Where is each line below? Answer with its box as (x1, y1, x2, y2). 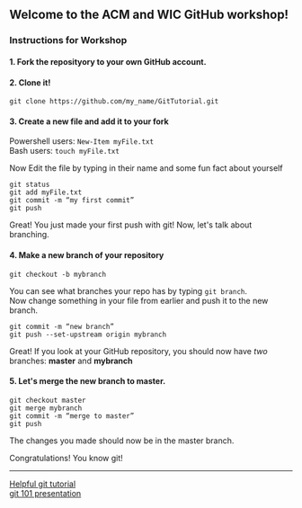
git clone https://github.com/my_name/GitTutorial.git (9, 97, 219, 106)
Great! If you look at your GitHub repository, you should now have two (9, 345, 268, 356)
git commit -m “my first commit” (9, 196, 135, 205)
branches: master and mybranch (9, 355, 133, 366)
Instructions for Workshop (9, 34, 128, 47)
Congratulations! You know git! (9, 452, 123, 463)
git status (9, 180, 50, 190)
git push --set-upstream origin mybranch (9, 330, 167, 339)
